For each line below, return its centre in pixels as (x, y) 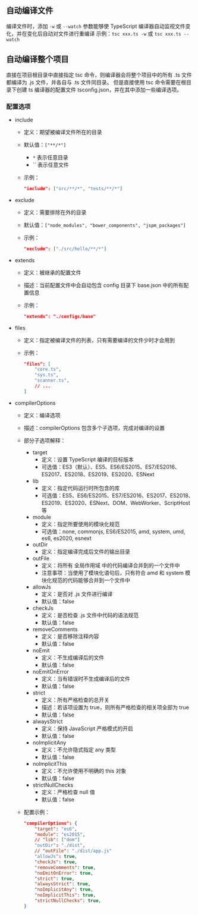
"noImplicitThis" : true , (65, 895)
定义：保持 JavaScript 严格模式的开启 (87, 728)
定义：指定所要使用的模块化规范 (81, 524)
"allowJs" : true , (56, 857)
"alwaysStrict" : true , (63, 884)
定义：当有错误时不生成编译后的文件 (86, 678)
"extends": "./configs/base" (60, 316)
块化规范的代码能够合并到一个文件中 (86, 580)
